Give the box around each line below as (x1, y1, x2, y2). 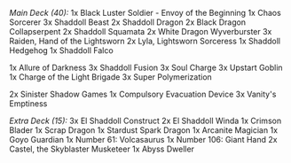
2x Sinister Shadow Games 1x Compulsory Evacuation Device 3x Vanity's (9, 89, 277, 99)
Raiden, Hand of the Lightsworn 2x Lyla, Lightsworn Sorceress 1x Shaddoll (9, 35, 281, 46)
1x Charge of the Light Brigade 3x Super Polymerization (9, 72, 213, 82)
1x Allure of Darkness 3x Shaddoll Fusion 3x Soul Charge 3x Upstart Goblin (9, 62, 283, 73)
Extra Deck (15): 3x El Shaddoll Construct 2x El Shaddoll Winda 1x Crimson (9, 115, 282, 126)
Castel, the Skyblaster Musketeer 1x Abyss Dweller (9, 144, 195, 154)
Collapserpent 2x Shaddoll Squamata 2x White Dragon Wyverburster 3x (9, 27, 272, 36)
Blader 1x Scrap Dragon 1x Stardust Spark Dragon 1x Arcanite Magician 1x (9, 125, 278, 136)
